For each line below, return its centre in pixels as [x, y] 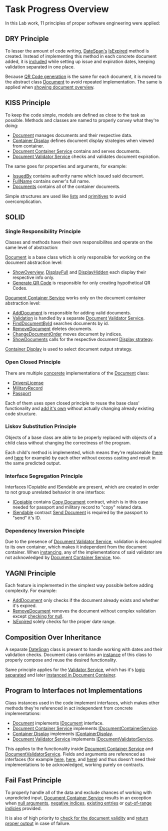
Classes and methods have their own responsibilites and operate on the [79, 242]
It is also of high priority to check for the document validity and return [77, 818]
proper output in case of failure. [38, 823]
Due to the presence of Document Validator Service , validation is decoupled [83, 541]
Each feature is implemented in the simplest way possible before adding [79, 585]
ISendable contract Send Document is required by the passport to [80, 512]
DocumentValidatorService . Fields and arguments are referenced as [75, 754]
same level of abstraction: [32, 247]
